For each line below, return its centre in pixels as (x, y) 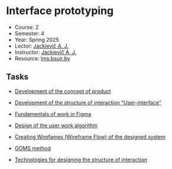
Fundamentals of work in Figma (53, 114)
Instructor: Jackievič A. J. (45, 52)
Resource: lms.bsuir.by (42, 58)
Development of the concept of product (63, 91)
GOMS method (33, 148)
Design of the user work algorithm (56, 125)
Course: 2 (27, 27)
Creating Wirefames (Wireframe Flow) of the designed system (90, 137)
